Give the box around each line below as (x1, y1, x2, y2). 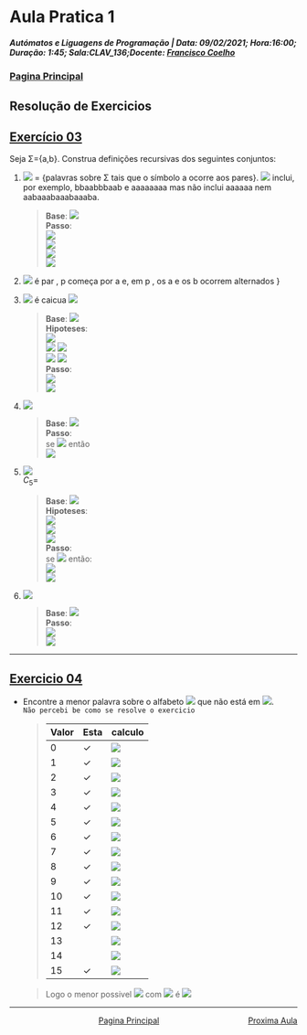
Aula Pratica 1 (9, 6, 115, 27)
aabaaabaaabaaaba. (22, 192, 101, 203)
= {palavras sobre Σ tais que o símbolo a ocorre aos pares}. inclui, (34, 172, 295, 184)
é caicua (34, 294, 67, 305)
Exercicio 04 (9, 670, 83, 687)
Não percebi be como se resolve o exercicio (22, 706, 196, 715)
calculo (111, 725, 144, 738)
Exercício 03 (9, 129, 82, 144)
